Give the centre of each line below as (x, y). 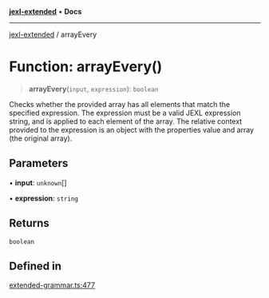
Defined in (36, 266)
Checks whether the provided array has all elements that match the (120, 104)
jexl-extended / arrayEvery (53, 34)
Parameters (39, 163)
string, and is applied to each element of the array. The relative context (126, 121)
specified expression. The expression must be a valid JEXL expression (125, 113)
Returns (30, 223)
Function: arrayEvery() (86, 67)
